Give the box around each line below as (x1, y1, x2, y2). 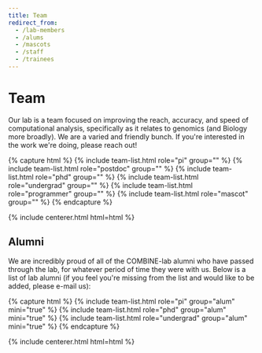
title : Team (8, 11, 47, 20)
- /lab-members (15, 26, 65, 34)
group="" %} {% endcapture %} (8, 197, 113, 207)
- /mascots (15, 41, 51, 49)
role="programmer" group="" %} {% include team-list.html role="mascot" (8, 189, 249, 198)
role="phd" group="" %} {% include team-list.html (35, 172, 199, 182)
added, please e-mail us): (8, 281, 91, 291)
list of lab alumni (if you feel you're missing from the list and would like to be (8, 273, 255, 282)
